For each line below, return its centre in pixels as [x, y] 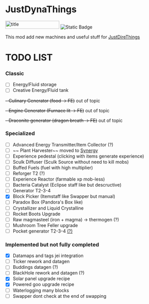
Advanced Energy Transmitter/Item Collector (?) [63, 144]
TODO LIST [29, 58]
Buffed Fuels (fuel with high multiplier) [53, 168]
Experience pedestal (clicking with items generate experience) [78, 156]
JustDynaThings [41, 9]
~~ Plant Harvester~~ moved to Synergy [55, 150]
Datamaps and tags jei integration [48, 256]
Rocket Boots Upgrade [36, 214]
